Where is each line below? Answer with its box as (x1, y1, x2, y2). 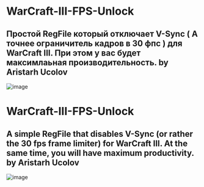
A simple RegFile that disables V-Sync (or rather (6, 128, 194, 139)
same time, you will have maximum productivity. (6, 148, 194, 158)
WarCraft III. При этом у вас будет (6, 48, 141, 58)
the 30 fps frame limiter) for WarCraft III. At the (6, 138, 188, 148)
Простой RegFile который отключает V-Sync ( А (6, 29, 199, 39)
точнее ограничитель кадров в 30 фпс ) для (6, 38, 183, 48)
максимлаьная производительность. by (6, 57, 169, 68)
